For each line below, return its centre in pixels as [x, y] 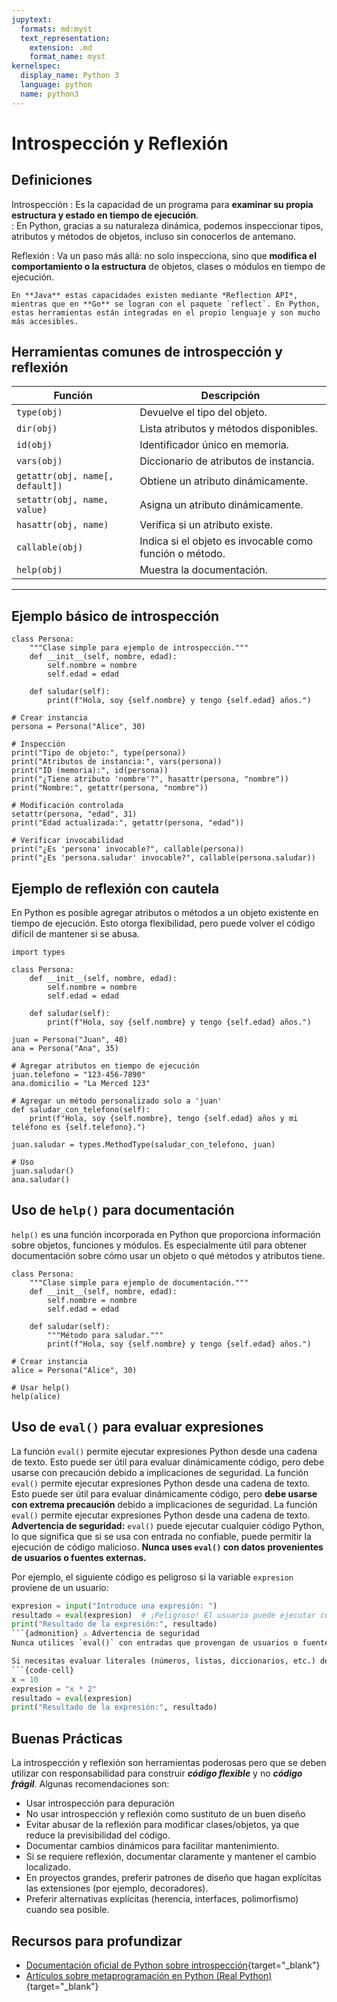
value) [32, 510]
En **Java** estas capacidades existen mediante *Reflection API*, [155, 295]
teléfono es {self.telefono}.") [78, 1127]
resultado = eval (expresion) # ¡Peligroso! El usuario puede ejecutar [163, 1615]
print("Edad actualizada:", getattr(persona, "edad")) [128, 823]
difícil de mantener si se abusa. [75, 934]
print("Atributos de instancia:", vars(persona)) [117, 762]
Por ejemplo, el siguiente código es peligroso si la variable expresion [152, 1577]
